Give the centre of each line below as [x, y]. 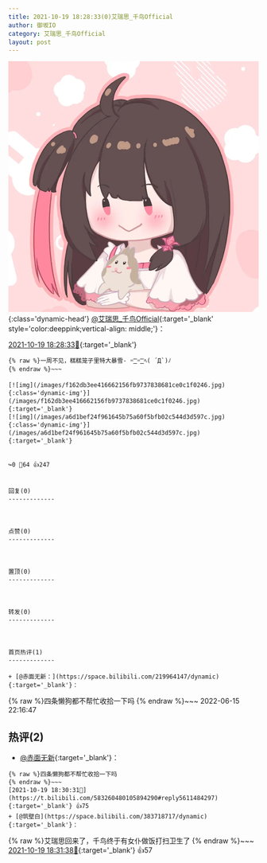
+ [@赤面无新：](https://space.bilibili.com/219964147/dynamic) [114, 677]
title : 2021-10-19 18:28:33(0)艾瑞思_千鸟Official [91, 17]
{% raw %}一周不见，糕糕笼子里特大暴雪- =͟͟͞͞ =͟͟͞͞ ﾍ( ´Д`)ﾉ [90, 361]
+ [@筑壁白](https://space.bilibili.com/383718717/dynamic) [108, 817]
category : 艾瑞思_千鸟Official [57, 33]
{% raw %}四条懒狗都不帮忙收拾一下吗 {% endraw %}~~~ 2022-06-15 [124, 701]
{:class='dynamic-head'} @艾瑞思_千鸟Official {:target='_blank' [111, 319]
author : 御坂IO [32, 25]
